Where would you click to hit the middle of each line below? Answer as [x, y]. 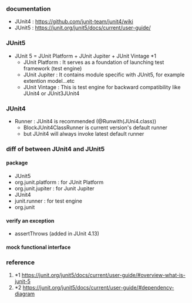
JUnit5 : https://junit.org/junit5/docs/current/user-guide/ [82, 28]
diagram [25, 294]
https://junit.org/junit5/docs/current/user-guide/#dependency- [98, 288]
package [17, 163]
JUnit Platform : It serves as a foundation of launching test [94, 62]
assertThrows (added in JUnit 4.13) [57, 234]
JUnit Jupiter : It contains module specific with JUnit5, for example [104, 75]
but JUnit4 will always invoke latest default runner [84, 133]
